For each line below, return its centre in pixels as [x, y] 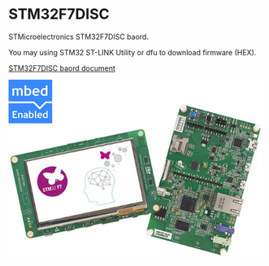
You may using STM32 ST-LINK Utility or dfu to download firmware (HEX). [132, 52]
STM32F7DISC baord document [62, 68]
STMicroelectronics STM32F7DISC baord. [78, 37]
